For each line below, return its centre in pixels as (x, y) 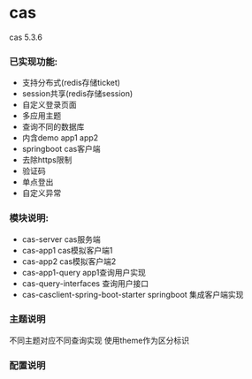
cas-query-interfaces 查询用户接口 (85, 283)
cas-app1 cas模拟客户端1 (67, 250)
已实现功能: (34, 62)
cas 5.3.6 (26, 37)
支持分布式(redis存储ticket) (71, 83)
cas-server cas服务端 (61, 239)
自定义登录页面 (49, 105)
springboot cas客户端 (61, 149)
